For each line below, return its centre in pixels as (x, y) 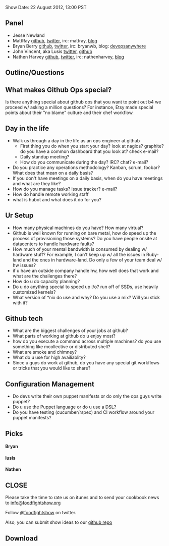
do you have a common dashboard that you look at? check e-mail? (89, 151)
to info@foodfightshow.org (33, 503)
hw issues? (24, 265)
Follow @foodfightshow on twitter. (41, 513)
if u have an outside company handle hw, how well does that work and (86, 270)
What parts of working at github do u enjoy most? (64, 336)
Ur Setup (19, 216)
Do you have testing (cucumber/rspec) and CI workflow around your (83, 412)
